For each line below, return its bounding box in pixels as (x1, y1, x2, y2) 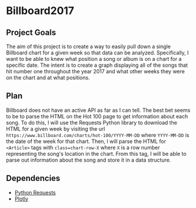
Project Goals (6, 28, 57, 37)
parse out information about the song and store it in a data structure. (6, 156, 171, 163)
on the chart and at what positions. (6, 74, 90, 81)
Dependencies (6, 173, 60, 183)
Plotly (14, 195, 29, 202)
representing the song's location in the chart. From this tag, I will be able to (6, 150, 187, 157)
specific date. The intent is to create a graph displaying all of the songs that (6, 62, 188, 69)
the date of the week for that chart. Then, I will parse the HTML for (6, 138, 166, 145)
